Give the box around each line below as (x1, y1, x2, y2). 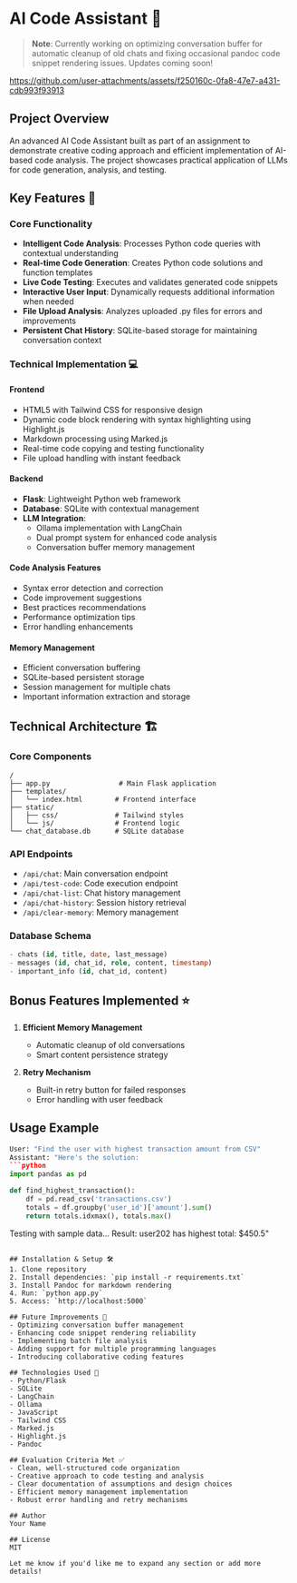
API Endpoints (9, 847, 73, 860)
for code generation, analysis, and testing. (9, 163, 168, 175)
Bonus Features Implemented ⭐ (9, 994, 190, 1009)
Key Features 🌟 (9, 191, 97, 206)
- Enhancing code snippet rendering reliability (9, 1328, 196, 1338)
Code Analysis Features (9, 562, 101, 573)
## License (9, 1535, 51, 1544)
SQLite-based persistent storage (22, 672, 145, 683)
